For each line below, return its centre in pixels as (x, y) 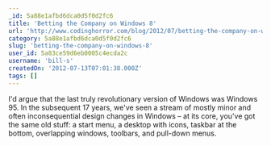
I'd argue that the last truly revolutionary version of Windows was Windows (133, 98)
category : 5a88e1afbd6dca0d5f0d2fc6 (70, 38)
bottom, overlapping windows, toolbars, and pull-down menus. (113, 133)
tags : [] (23, 76)
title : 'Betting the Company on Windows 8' (83, 23)
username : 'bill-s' (41, 61)
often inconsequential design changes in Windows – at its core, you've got (132, 116)
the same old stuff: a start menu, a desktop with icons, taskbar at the (123, 124)
